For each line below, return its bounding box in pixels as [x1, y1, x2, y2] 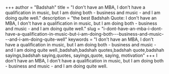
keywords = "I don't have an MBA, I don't [68, 36, 154, 42]
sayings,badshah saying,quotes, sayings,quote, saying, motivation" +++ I [5, 52, 158, 58]
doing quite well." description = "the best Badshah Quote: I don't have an [5, 15, 157, 21]
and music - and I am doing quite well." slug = [5, 26, 100, 32]
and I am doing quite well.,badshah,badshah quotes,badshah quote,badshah [5, 47, 164, 53]
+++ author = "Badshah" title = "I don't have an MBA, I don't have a [5, 5, 145, 10]
